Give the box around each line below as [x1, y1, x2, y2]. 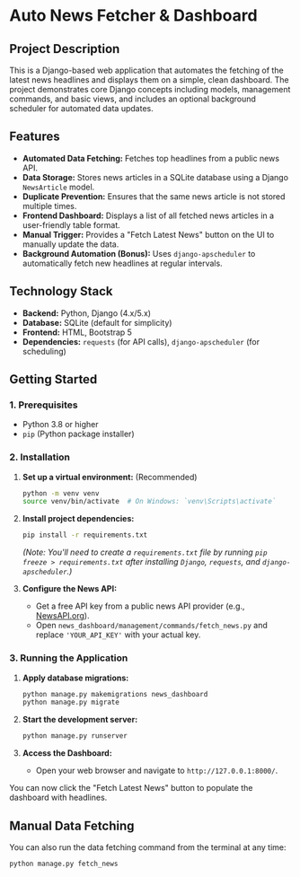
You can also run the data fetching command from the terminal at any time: [9, 841, 287, 853]
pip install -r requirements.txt [22, 531, 148, 539]
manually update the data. [22, 239, 119, 250]
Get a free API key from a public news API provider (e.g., [35, 601, 245, 611]
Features [9, 129, 60, 145]
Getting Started [9, 372, 98, 387]
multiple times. [22, 200, 77, 211]
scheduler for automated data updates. [9, 103, 154, 113]
